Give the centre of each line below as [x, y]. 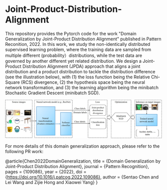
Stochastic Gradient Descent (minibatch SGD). [53, 93]
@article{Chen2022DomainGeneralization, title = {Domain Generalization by [83, 161]
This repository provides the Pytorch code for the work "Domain [71, 33]
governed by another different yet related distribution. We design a [73, 61]
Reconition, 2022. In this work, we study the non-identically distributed [78, 44]
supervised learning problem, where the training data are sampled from [78, 49]
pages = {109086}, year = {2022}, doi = [46, 172]
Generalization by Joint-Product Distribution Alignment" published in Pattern [83, 39]
